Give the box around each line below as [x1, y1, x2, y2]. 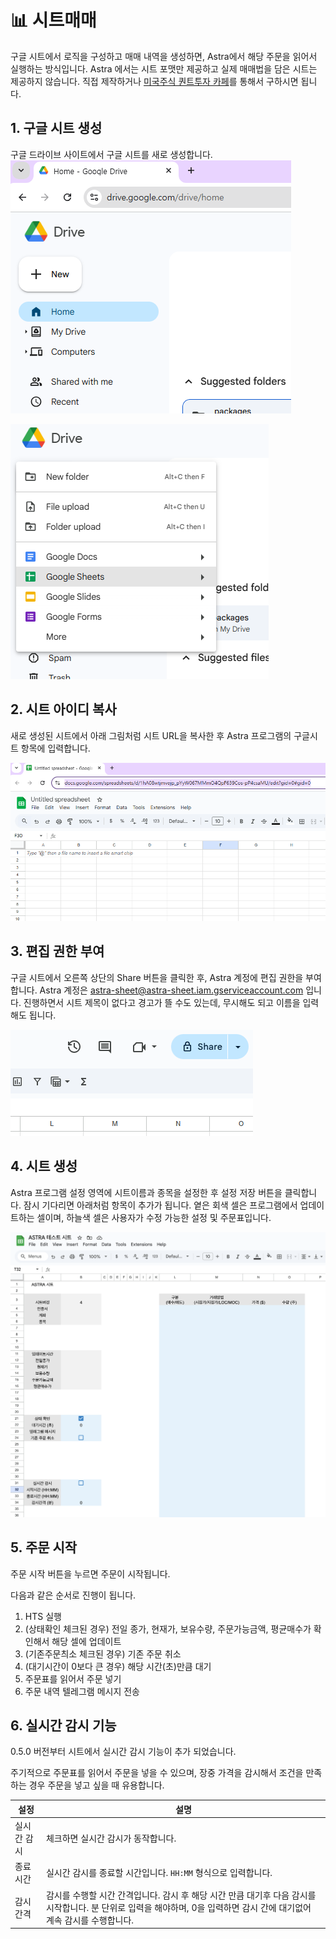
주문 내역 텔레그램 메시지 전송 [24, 1685, 140, 1697]
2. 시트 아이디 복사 [10, 701, 117, 718]
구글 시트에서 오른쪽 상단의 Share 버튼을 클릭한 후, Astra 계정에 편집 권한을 [10, 971, 304, 983]
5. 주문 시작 [10, 1539, 78, 1556]
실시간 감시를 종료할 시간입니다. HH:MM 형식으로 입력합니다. [45, 1867, 273, 1879]
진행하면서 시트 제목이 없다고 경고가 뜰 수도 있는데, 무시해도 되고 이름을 [23, 996, 301, 1008]
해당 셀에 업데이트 [51, 1635, 122, 1647]
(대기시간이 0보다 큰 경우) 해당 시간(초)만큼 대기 [24, 1660, 212, 1672]
